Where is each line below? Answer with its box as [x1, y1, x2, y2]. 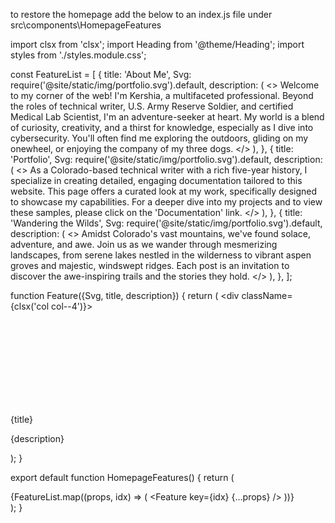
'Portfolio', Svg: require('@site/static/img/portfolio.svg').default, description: [10, 154, 323, 165]
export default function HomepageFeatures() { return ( [10, 472, 235, 483]
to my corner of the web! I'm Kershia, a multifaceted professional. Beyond [10, 90, 314, 101]
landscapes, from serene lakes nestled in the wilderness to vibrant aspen [10, 249, 312, 261]
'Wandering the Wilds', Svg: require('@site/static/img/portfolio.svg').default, [10, 217, 323, 229]
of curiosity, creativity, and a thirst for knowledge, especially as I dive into [10, 122, 314, 133]
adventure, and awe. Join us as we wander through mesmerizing [10, 239, 278, 250]
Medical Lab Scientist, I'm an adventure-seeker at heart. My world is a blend [10, 111, 325, 123]
